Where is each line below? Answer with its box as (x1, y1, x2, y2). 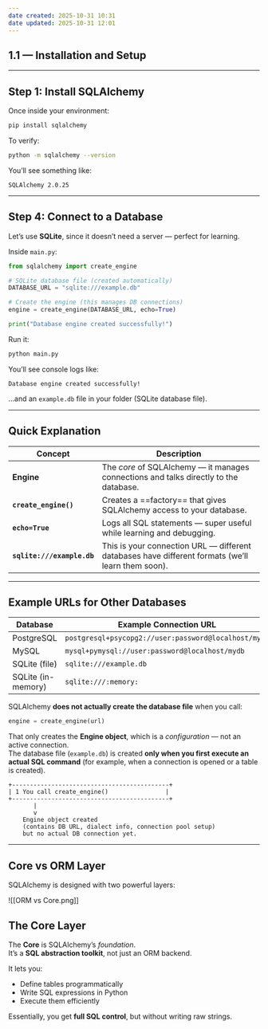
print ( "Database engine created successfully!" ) (8, 320, 173, 328)
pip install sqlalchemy (8, 121, 88, 130)
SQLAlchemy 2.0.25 (8, 181, 69, 189)
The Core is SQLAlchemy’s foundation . (8, 940, 136, 949)
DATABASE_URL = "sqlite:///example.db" (8, 284, 141, 292)
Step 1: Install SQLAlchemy (8, 84, 145, 98)
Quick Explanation (8, 424, 101, 438)
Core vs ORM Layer (8, 858, 106, 873)
